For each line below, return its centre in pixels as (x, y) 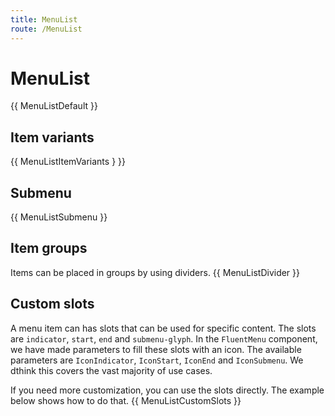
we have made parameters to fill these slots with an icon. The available (156, 349)
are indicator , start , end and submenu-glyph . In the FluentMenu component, (164, 338)
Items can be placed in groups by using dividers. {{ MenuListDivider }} (155, 272)
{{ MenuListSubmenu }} (59, 217)
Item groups (49, 248)
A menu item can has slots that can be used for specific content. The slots (163, 328)
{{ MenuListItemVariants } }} (68, 162)
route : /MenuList (46, 29)
